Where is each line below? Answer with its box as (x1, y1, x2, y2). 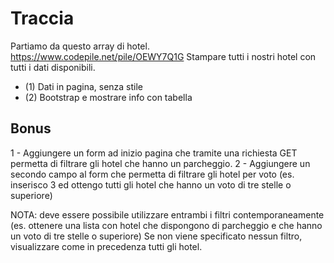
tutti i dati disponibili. (10, 61, 96, 73)
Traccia (10, 7, 75, 30)
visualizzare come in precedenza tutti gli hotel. (10, 240, 203, 252)
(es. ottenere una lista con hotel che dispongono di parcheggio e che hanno (10, 219, 323, 231)
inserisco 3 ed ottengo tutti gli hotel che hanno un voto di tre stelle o (10, 178, 292, 191)
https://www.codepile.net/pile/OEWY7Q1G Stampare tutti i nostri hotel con (10, 50, 317, 62)
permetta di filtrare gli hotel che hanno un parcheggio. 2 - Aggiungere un (10, 157, 311, 169)
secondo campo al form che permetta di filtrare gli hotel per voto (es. (10, 168, 295, 180)
